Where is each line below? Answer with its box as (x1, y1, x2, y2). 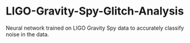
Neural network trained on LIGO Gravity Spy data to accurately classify (5, 24, 185, 31)
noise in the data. (5, 30, 49, 38)
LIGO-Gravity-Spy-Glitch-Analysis (5, 4, 185, 18)
